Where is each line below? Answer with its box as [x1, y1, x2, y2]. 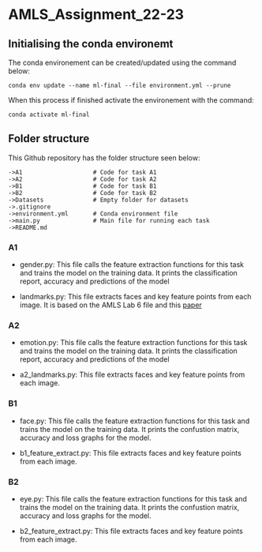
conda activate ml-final [8, 111, 90, 118]
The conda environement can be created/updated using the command [8, 58, 237, 67]
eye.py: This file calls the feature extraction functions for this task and [19, 494, 247, 503]
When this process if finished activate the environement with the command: [8, 96, 254, 104]
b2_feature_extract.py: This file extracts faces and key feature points [19, 527, 243, 535]
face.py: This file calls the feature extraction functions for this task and [19, 416, 250, 426]
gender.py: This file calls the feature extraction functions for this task [19, 260, 245, 269]
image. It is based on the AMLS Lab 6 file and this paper [19, 300, 203, 310]
